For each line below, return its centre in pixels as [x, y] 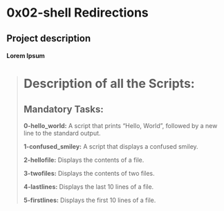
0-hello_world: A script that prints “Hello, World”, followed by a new [120, 126]
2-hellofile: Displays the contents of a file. [84, 160]
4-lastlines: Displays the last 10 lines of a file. [88, 187]
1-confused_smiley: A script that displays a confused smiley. [111, 147]
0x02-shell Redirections [78, 13]
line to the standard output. [62, 134]
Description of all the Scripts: [109, 84]
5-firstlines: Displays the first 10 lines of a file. [90, 200]
